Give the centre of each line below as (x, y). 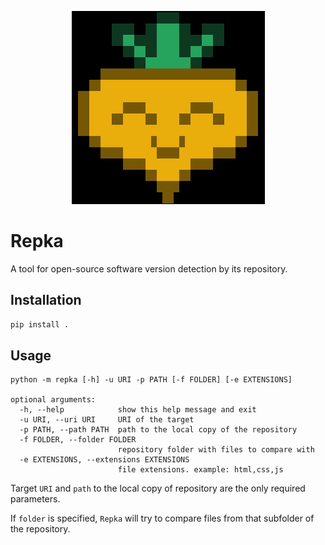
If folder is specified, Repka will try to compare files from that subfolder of (162, 518)
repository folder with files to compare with (216, 450)
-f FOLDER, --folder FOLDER (78, 440)
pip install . (40, 324)
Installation (46, 300)
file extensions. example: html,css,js (200, 470)
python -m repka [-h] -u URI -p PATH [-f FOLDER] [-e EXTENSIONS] (151, 380)
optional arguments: (53, 400)
